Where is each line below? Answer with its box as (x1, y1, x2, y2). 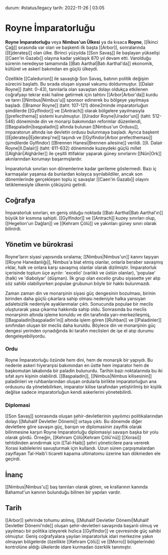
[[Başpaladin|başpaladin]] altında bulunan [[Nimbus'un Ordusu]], (5, 123, 139, 129)
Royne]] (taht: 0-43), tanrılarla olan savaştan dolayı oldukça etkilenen (5, 86, 148, 92)
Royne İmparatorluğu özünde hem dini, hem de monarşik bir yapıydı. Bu (5, 357, 153, 363)
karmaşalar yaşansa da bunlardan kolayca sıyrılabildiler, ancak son (5, 171, 143, 177)
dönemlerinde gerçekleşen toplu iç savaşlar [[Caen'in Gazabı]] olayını (5, 176, 149, 182)
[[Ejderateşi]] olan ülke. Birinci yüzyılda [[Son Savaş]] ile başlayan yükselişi (5, 49, 160, 55)
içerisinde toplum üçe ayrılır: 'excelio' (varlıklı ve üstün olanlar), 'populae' (5, 269, 156, 275)
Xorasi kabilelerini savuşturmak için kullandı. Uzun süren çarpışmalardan (5, 445, 155, 451)
